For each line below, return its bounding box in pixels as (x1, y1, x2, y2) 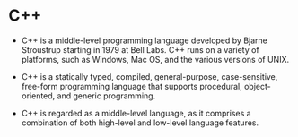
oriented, (21, 90, 56, 101)
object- (244, 81, 271, 91)
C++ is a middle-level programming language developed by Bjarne (21, 35, 268, 46)
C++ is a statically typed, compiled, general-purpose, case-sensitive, (21, 71, 278, 81)
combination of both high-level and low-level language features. (21, 117, 259, 128)
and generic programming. (57, 90, 156, 101)
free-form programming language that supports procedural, (21, 81, 243, 91)
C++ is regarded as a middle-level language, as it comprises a (21, 107, 252, 118)
